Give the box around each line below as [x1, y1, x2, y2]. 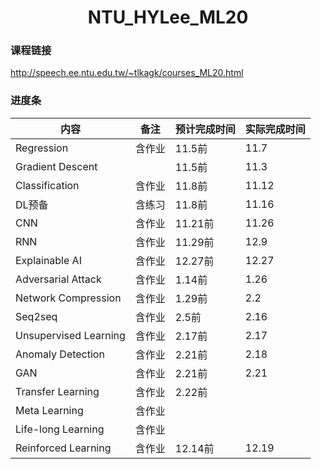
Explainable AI [15, 253, 82, 267]
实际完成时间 [244, 122, 306, 136]
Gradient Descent [15, 159, 98, 173]
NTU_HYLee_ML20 [87, 6, 249, 29]
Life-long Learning [15, 422, 105, 436]
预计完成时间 [174, 122, 236, 136]
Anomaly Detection [15, 347, 105, 361]
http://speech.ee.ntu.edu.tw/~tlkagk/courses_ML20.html [10, 67, 244, 79]
